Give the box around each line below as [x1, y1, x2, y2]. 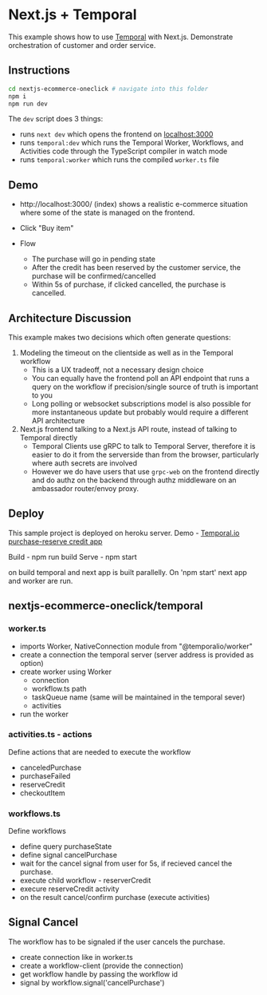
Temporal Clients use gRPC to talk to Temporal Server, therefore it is [31, 442, 256, 450]
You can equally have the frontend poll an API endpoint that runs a [31, 374, 249, 383]
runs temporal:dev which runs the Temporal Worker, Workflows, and [19, 138, 244, 148]
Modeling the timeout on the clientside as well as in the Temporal [19, 348, 234, 357]
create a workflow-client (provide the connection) [19, 961, 184, 970]
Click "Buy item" [19, 224, 74, 233]
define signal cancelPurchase [19, 850, 118, 860]
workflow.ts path [31, 684, 87, 693]
